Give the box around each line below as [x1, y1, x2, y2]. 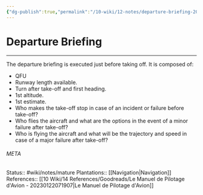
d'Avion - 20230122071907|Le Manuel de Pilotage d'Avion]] [6, 182, 154, 189]
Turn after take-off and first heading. [14, 85, 107, 92]
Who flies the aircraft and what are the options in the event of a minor [14, 117, 188, 124]
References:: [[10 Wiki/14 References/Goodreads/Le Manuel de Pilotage [6, 175, 185, 182]
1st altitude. [14, 91, 44, 98]
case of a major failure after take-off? [14, 136, 108, 144]
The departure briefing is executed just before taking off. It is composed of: [6, 60, 194, 68]
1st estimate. [14, 98, 47, 105]
